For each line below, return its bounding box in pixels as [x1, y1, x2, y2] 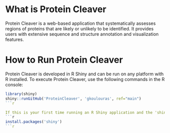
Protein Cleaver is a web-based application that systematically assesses [5, 20, 156, 26]
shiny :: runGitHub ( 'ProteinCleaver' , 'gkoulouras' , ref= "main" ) [5, 96, 142, 101]
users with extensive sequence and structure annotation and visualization [5, 31, 159, 37]
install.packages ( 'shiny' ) [5, 119, 62, 124]
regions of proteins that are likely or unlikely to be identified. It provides [5, 25, 154, 31]
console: [5, 81, 24, 87]
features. [5, 36, 24, 42]
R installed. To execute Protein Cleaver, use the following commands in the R [5, 76, 165, 82]
